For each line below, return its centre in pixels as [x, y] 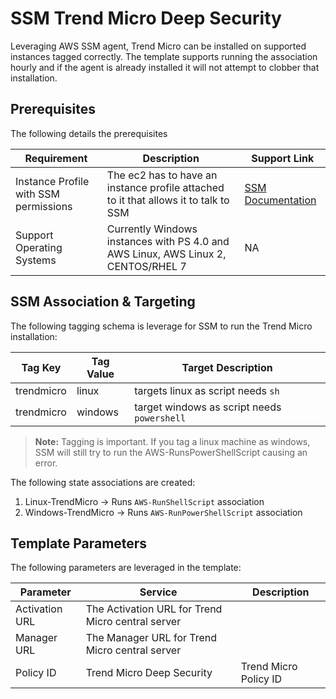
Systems [36, 260]
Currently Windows [152, 229]
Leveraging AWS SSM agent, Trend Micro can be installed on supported [158, 46]
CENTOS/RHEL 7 [146, 266]
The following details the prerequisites [89, 133]
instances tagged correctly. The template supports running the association [164, 56]
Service [158, 592]
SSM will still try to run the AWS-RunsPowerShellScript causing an [171, 452]
